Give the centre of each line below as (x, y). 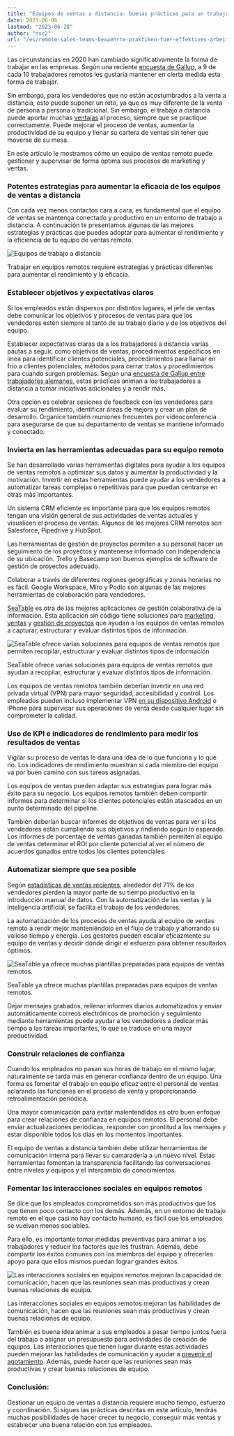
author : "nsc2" (29, 33)
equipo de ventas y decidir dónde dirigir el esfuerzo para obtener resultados (117, 943)
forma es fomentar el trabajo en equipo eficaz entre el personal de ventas (113, 1083)
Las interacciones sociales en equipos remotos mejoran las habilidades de (114, 1303)
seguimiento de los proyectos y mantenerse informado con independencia (114, 551)
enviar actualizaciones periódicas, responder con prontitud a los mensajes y (117, 1126)
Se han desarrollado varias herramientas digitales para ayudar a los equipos (116, 465)
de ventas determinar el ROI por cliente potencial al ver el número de (106, 844)
